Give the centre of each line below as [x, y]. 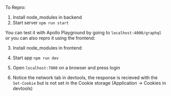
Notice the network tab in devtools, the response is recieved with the [85, 78]
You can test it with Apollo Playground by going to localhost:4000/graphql [83, 32]
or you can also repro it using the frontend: [50, 38]
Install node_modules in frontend [47, 48]
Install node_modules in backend [47, 17]
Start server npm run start [41, 23]
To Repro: [16, 7]
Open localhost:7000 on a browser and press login [66, 68]
